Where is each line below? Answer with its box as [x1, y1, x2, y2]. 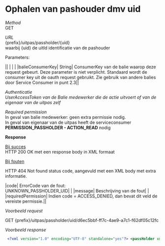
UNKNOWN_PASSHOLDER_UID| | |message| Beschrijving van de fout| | [5, 188, 149, 193]
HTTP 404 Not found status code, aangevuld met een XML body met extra [5, 168, 156, 174]
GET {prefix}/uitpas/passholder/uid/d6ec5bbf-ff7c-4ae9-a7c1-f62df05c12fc [5, 217, 159, 223]
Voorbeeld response [5, 227, 47, 233]
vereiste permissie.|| [5, 198, 47, 204]
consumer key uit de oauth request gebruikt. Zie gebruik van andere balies [5, 74, 156, 80]
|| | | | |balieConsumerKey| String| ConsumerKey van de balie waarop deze [5, 64, 156, 70]
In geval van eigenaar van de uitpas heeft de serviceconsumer [5, 119, 132, 125]
